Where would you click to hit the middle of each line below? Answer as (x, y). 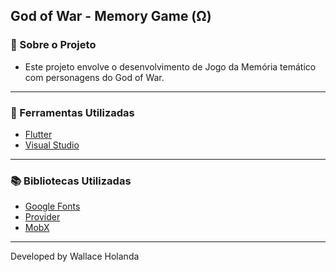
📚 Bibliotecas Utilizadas (71, 181)
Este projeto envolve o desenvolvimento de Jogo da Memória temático (170, 66)
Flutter (38, 134)
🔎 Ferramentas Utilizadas (72, 112)
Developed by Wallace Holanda (75, 256)
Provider (42, 217)
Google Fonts (52, 206)
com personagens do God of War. (94, 77)
